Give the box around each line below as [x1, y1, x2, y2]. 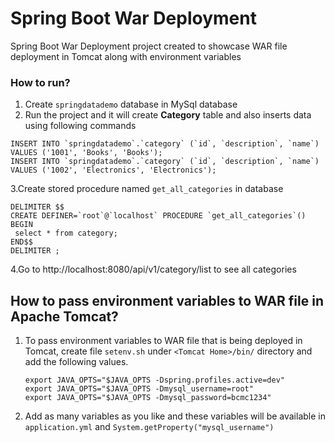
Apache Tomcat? [10, 308, 119, 325]
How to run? [10, 75, 71, 89]
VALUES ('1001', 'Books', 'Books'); [10, 148, 163, 158]
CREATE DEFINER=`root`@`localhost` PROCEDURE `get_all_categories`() [10, 211, 307, 221]
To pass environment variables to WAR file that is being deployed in [24, 335, 303, 347]
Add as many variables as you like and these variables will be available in [24, 410, 326, 422]
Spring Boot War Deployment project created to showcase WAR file [10, 40, 288, 52]
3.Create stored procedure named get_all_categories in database [10, 183, 284, 195]
